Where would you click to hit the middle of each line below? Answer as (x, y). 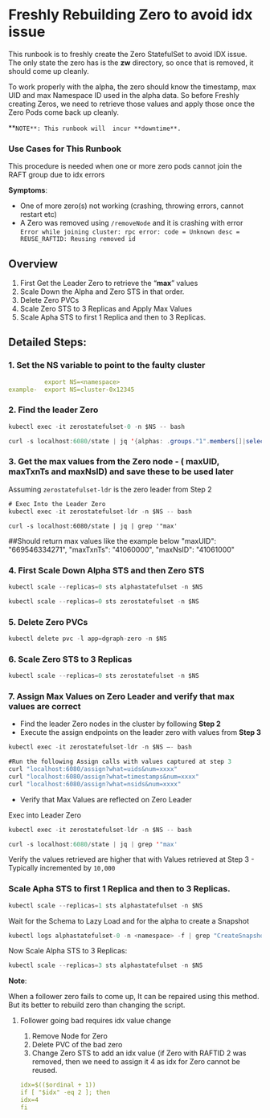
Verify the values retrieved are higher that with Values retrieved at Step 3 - (131, 859)
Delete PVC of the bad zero (77, 1045)
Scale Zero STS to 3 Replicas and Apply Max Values (106, 309)
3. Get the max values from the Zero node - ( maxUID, (114, 462)
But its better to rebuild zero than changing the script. (97, 1005)
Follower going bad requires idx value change (95, 1021)
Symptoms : (28, 190)
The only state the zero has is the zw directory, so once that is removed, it (131, 63)
